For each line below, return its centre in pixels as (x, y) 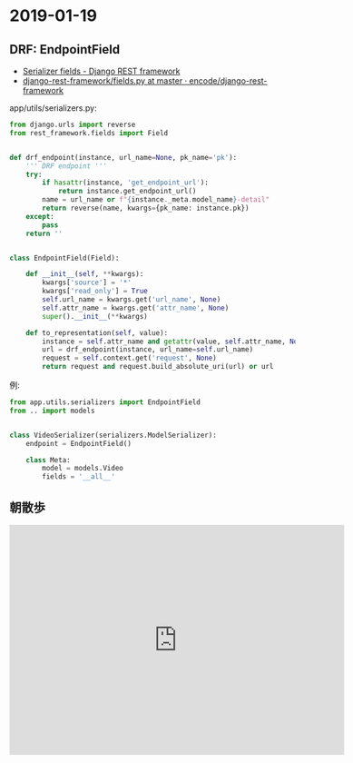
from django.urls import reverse (73, 124)
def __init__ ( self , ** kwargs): (85, 274)
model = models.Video (83, 469)
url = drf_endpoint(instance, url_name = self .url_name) (148, 350)
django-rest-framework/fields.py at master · (105, 81)
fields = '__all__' (79, 477)
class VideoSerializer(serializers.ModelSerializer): (113, 435)
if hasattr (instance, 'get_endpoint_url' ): (125, 183)
